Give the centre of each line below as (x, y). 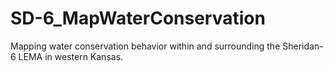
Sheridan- (303, 46)
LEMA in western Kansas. (71, 56)
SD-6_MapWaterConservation (138, 18)
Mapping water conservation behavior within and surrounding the (145, 46)
